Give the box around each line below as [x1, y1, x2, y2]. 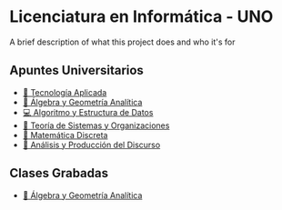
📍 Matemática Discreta [22, 129, 108, 140]
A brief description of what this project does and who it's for [9, 36, 236, 47]
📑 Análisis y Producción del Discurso [22, 139, 161, 150]
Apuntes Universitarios [9, 63, 144, 78]
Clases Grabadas [9, 165, 109, 181]
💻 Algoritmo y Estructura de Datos [22, 106, 154, 117]
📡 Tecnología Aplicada [22, 86, 107, 97]
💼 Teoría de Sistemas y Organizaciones [22, 120, 170, 131]
